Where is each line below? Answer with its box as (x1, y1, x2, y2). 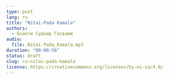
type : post (6, 8, 33, 15)
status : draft (6, 53, 42, 59)
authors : (6, 25, 28, 31)
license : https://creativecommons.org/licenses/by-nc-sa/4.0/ (6, 64, 164, 70)
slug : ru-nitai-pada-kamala (6, 58, 76, 64)
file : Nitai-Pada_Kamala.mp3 (11, 42, 84, 48)
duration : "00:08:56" (6, 48, 60, 53)
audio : (6, 36, 23, 42)
